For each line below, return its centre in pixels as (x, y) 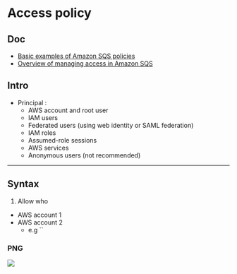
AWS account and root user (68, 110)
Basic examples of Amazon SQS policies (76, 56)
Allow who (32, 201)
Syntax (23, 184)
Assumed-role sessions (62, 140)
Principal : (32, 102)
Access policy (49, 13)
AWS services (48, 148)
